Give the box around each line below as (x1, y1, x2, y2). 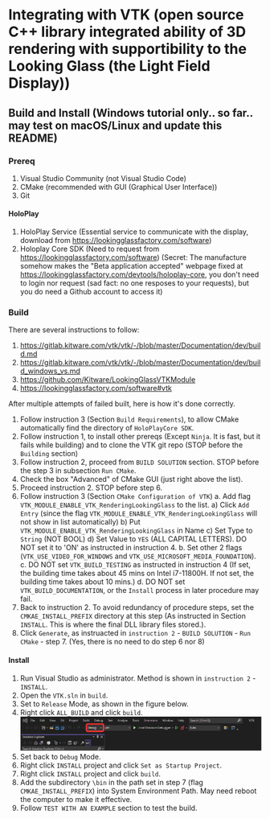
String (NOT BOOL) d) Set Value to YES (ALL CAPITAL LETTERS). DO (19, 534, 247, 544)
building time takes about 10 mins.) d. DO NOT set (19, 577, 186, 586)
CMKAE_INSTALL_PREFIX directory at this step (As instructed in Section (19, 611, 247, 621)
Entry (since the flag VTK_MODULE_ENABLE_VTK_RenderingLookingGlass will (19, 508, 258, 518)
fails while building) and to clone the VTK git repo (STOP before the (19, 440, 243, 450)
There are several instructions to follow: (8, 325, 140, 335)
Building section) (19, 449, 79, 459)
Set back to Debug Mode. (19, 752, 101, 762)
